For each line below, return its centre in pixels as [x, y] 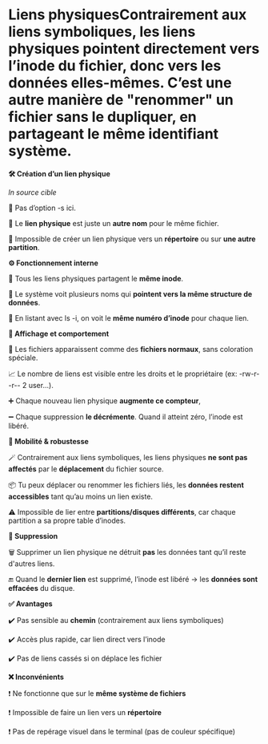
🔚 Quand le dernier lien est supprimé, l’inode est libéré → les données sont [133, 579]
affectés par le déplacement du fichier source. [86, 469]
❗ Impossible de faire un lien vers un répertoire [85, 712]
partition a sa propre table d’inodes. [67, 520]
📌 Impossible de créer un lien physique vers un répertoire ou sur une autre [132, 239]
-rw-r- [249, 374]
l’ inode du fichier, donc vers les [115, 66]
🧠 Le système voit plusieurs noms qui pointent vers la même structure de [130, 293]
